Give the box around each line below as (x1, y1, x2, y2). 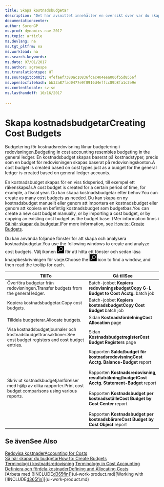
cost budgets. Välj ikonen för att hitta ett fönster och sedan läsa (5, 249, 141, 255)
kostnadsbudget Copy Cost (88, 302, 145, 308)
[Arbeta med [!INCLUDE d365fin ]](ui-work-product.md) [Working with (5, 471, 144, 477)
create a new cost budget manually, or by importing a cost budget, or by (5, 210, 150, 216)
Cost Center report (88, 401, 128, 407)
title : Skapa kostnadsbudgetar (5, 8, 69, 13)
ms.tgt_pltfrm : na (5, 44, 42, 49)
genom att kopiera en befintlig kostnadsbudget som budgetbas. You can (5, 206, 149, 211)
